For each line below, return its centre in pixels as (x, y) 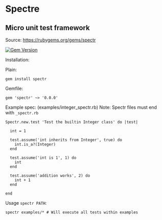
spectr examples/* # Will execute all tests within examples (72, 212)
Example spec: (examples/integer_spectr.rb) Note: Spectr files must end (81, 107)
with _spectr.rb (22, 113)
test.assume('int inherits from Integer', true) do (66, 140)
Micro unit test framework (48, 28)
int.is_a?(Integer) (35, 144)
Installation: (17, 60)
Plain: (11, 70)
